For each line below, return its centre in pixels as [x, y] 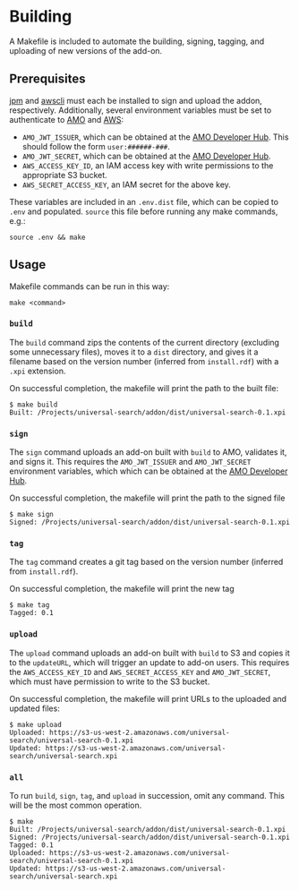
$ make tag [30, 605]
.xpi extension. [38, 371]
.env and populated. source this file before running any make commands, [144, 211]
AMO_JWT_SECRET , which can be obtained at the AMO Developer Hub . [146, 156]
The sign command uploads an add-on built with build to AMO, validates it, [148, 452]
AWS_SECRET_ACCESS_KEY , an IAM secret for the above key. [126, 184]
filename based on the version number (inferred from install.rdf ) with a [144, 361]
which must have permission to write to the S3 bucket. [110, 681]
